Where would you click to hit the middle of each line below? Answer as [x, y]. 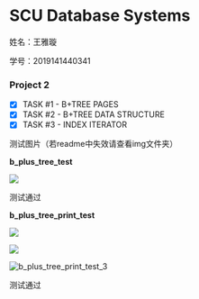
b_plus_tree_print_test [52, 215]
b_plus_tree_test [41, 162]
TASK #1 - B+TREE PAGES [70, 104]
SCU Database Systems [100, 16]
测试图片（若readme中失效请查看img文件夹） [94, 144]
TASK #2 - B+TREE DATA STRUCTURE [93, 114]
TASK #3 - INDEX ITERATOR [75, 125]
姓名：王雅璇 [33, 41]
